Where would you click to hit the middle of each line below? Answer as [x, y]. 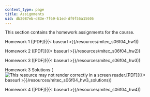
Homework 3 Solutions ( [29, 70]
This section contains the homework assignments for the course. [70, 32]
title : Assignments [25, 14]
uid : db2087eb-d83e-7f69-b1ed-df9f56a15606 [50, 18]
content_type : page [25, 9]
